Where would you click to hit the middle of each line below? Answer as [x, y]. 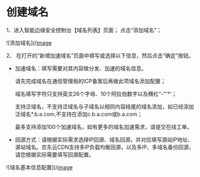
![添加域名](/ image [29, 43]
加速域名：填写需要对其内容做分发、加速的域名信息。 [81, 68]
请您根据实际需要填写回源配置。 [54, 154]
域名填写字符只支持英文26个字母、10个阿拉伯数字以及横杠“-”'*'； [96, 94]
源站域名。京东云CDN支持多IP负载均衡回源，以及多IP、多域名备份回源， [105, 147]
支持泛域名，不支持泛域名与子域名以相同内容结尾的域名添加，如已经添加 [104, 106]
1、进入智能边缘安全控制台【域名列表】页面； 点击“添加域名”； [84, 30]
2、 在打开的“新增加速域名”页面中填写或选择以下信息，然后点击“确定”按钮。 [100, 55]
